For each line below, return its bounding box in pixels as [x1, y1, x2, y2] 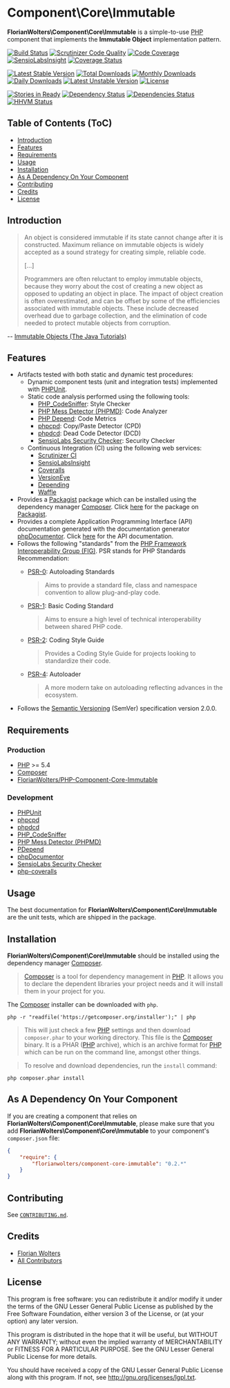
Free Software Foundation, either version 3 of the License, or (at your [7, 1309, 204, 1317]
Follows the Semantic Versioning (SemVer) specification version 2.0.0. [17, 704, 218, 713]
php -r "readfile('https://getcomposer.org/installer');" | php [7, 1014, 196, 1021]
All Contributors [17, 1256, 62, 1264]
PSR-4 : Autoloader [27, 670, 82, 679]
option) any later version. [7, 1317, 78, 1325]
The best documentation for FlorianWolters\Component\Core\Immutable [7, 906, 218, 914]
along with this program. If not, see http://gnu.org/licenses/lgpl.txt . [7, 1373, 197, 1381]
